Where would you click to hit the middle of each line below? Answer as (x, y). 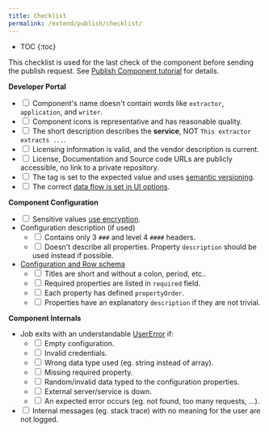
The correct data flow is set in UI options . (101, 186)
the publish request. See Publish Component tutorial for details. (114, 70)
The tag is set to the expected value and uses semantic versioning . (143, 177)
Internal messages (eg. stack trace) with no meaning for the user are (146, 410)
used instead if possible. (73, 255)
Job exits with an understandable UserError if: (97, 333)
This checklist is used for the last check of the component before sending (131, 62)
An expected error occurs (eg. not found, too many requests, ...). (152, 400)
